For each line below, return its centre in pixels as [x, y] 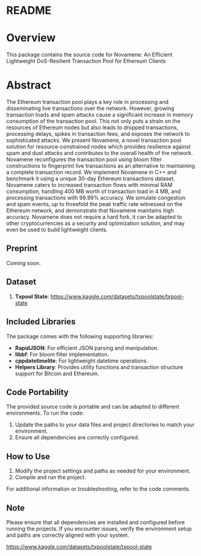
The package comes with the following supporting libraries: [80, 336]
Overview [31, 38]
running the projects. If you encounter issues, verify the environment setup [99, 528]
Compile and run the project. [50, 477]
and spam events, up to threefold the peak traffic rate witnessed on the [94, 204]
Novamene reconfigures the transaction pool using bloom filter [84, 159]
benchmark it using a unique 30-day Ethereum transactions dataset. [91, 179]
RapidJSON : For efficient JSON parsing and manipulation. [87, 348]
